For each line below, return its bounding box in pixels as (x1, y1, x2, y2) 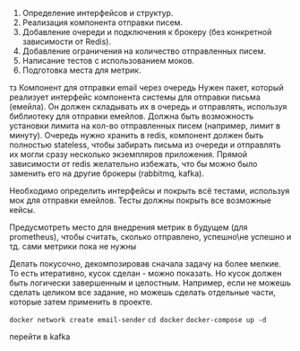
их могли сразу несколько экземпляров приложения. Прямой (9, 149, 248, 160)
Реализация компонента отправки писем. (21, 17, 184, 28)
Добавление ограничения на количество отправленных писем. (21, 46, 267, 57)
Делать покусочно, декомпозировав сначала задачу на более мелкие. (9, 259, 282, 268)
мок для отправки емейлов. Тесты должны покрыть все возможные (9, 195, 271, 206)
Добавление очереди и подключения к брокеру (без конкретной (21, 27, 272, 37)
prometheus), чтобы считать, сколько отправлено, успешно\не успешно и (9, 232, 292, 241)
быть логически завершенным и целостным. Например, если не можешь (9, 277, 291, 288)
